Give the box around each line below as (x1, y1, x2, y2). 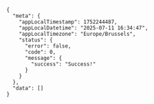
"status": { (19, 37, 53, 43)
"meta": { (12, 12, 41, 19)
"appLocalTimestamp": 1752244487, (19, 19, 118, 25)
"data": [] (12, 85, 44, 92)
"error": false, (24, 43, 71, 50)
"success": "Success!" (31, 61, 96, 67)
